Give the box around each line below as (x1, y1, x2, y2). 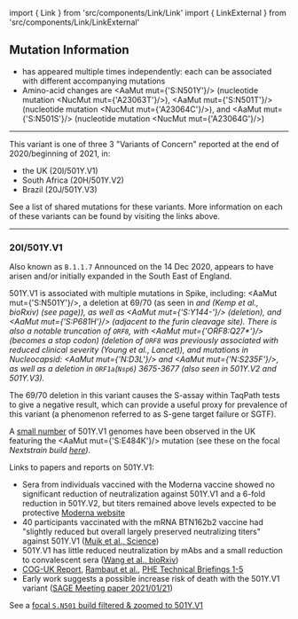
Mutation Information (9, 43, 130, 58)
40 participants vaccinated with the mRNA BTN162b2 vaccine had (21, 517, 264, 528)
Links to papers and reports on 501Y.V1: (9, 462, 155, 473)
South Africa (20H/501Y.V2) (21, 175, 124, 185)
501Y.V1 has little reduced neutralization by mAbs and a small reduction (21, 545, 284, 556)
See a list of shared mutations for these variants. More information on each (9, 201, 284, 212)
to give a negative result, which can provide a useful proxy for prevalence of (9, 399, 288, 411)
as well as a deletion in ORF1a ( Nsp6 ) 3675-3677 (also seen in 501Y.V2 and (9, 364, 277, 374)
